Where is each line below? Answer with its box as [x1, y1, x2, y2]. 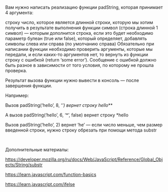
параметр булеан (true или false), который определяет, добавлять [5, 35, 147, 41]
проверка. [5, 68, 28, 74]
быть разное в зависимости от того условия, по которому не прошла [5, 62, 154, 68]
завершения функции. [5, 83, 53, 89]
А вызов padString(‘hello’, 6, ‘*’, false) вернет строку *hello [5, 112, 129, 118]
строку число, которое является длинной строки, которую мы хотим [5, 20, 153, 25]
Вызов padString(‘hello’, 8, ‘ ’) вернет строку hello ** [5, 102, 113, 108]
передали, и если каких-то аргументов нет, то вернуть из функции [5, 51, 148, 57]
